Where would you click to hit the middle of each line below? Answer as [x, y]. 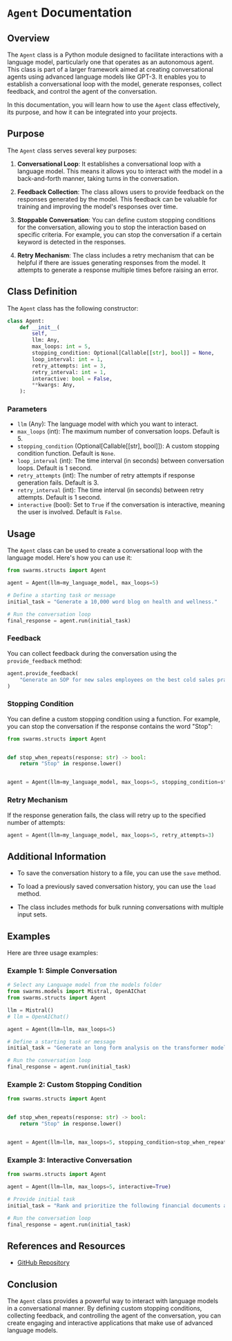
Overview [29, 38]
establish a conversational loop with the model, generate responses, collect [115, 84]
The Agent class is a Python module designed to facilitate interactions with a [115, 55]
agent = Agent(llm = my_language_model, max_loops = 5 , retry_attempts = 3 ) [111, 835]
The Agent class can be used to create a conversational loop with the [105, 551]
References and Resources [66, 1246]
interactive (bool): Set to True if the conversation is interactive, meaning [121, 505]
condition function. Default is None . [66, 453]
